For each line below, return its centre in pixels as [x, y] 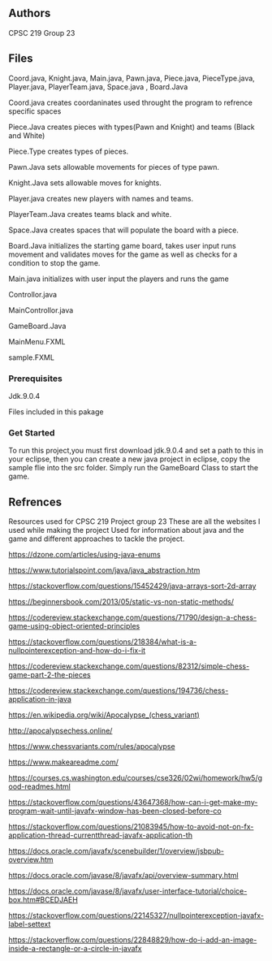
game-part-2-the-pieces [50, 675]
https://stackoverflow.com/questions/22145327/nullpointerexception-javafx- [136, 916]
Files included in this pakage [56, 411]
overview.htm [31, 859]
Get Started [32, 432]
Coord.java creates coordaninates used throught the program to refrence [131, 102]
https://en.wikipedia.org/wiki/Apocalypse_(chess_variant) [104, 715]
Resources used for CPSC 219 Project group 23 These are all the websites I [134, 522]
